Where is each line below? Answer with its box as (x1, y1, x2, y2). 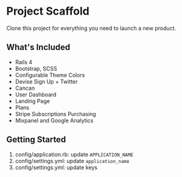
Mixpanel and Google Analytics (15, 117, 94, 124)
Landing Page (15, 97, 51, 104)
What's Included (6, 42, 71, 52)
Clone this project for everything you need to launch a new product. (6, 24, 177, 32)
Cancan (15, 84, 35, 92)
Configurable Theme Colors (15, 71, 85, 79)
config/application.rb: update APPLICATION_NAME (15, 151, 134, 158)
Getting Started (6, 134, 66, 145)
